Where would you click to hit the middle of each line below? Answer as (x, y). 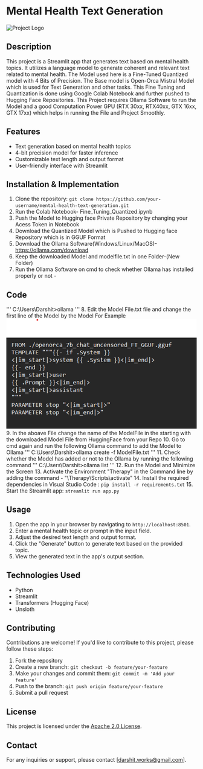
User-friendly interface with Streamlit (61, 165)
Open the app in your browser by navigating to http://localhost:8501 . (103, 524)
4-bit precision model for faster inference (66, 153)
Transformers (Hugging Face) (52, 602)
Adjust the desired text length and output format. (76, 537)
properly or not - (36, 276)
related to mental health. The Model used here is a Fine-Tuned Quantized (97, 74)
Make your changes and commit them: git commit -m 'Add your (95, 674)
